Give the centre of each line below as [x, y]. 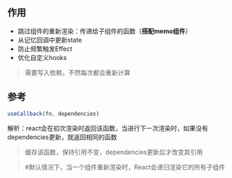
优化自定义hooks [42, 57]
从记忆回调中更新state [50, 40]
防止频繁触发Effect [45, 49]
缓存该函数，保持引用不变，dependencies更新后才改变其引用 [114, 152]
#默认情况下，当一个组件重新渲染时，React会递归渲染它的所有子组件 [125, 167]
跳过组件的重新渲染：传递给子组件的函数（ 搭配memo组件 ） [105, 31]
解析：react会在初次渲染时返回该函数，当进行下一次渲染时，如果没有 [108, 128]
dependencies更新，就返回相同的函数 [62, 137]
